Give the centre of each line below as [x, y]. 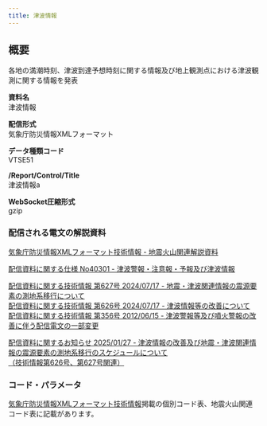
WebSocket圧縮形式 [42, 202]
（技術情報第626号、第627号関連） [66, 362]
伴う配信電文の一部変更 [60, 325]
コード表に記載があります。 [53, 414]
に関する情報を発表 [46, 80]
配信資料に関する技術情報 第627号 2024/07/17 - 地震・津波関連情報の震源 [129, 285]
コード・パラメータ [45, 385]
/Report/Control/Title [44, 175]
